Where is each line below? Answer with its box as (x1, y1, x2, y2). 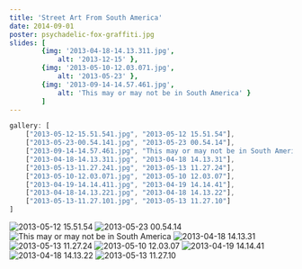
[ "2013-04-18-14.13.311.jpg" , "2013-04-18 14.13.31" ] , (25, 155, 235, 164)
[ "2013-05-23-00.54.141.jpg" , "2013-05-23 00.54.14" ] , (25, 139, 235, 148)
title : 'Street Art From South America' (9, 13, 164, 22)
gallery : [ (9, 121, 50, 130)
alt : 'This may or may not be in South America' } (57, 88, 252, 97)
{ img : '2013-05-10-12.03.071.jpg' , (41, 64, 175, 73)
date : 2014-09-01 (9, 22, 75, 31)
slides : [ (9, 38, 47, 48)
